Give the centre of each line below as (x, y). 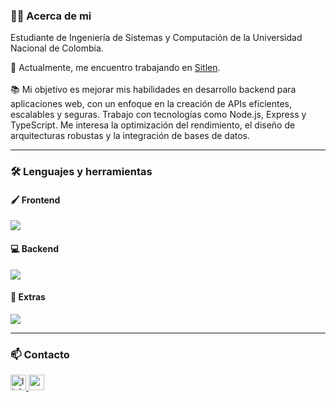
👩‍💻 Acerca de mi (51, 16)
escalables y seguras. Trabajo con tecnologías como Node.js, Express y (158, 115)
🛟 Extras (28, 297)
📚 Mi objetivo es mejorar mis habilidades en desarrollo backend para (153, 90)
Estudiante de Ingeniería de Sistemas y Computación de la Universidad (156, 38)
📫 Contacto (40, 354)
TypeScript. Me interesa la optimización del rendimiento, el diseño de (153, 125)
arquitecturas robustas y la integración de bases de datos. (130, 136)
